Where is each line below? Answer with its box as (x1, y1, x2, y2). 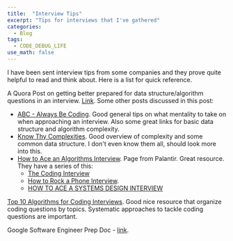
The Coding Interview (27, 169, 90, 178)
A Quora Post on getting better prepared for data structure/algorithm (7, 88, 204, 98)
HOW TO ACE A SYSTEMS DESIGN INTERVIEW (27, 184, 163, 192)
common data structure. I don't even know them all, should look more (17, 139, 217, 148)
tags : (7, 36, 23, 43)
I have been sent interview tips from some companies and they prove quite (7, 68, 221, 77)
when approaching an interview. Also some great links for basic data (17, 117, 214, 125)
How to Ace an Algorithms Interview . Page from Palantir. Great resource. (17, 154, 225, 162)
